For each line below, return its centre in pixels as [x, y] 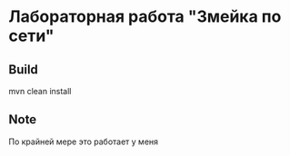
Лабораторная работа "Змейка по [145, 17]
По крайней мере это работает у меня [84, 141]
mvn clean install [40, 91]
